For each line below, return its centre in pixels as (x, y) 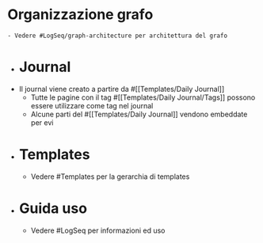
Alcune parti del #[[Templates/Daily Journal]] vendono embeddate (139, 114)
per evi (42, 122)
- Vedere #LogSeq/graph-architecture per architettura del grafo (117, 36)
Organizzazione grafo (80, 15)
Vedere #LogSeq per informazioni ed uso (98, 230)
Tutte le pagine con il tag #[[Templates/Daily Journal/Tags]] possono (143, 97)
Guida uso (53, 208)
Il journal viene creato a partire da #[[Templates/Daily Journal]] (122, 89)
